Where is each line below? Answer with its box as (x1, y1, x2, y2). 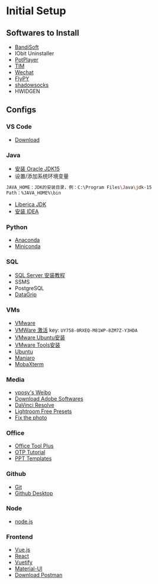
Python (6, 223, 28, 231)
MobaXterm (14, 360, 44, 367)
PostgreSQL (14, 285, 44, 292)
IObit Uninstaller (14, 50, 54, 57)
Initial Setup (6, 4, 66, 18)
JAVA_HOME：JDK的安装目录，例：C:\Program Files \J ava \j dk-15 (6, 184, 152, 191)
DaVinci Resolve (14, 401, 54, 408)
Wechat (14, 69, 34, 75)
